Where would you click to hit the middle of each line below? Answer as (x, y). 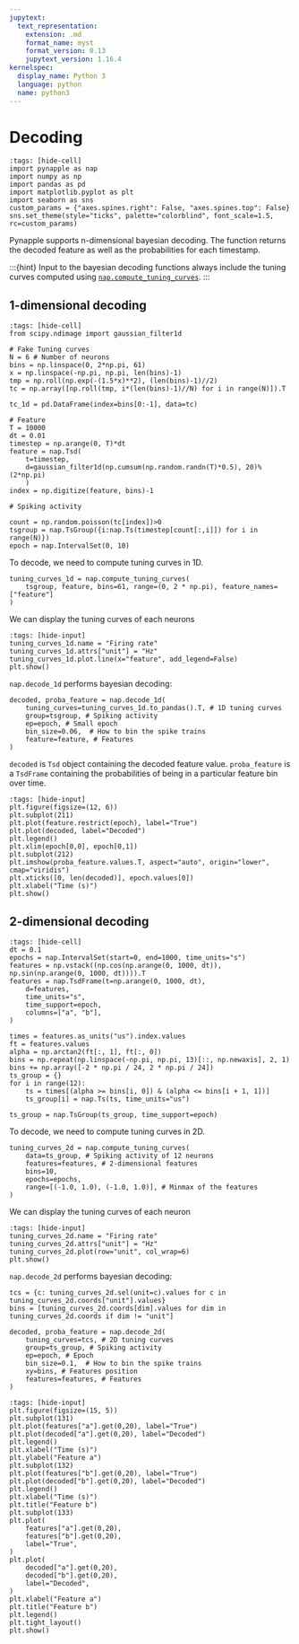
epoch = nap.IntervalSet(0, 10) (69, 546)
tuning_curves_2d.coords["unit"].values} (88, 1301)
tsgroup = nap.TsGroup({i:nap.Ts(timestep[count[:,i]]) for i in (133, 531)
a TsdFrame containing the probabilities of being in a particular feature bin (144, 774)
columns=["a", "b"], (64, 1013)
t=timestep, (47, 460)
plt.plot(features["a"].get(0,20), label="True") (104, 1427)
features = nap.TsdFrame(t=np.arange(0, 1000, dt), (107, 981)
